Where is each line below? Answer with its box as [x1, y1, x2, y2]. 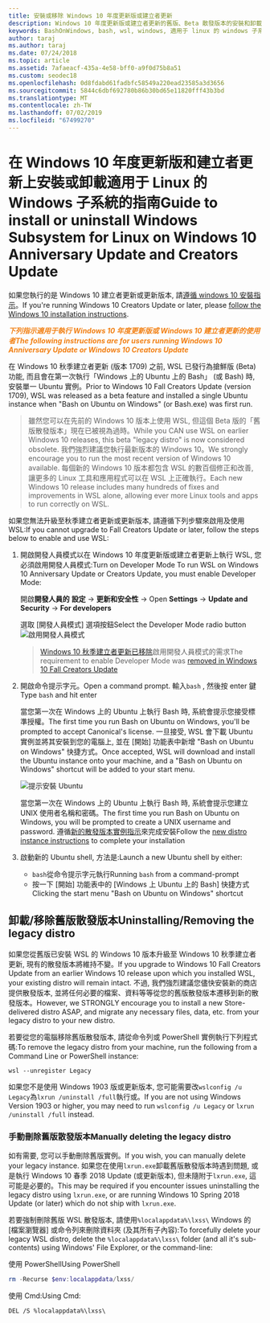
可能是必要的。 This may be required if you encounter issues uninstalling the [8, 1181, 260, 1190]
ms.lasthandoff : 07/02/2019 [8, 109, 103, 117]
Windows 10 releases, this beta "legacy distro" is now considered [27, 435, 245, 444]
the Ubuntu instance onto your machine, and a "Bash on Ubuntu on [19, 756, 243, 765]
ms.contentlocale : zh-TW [8, 101, 92, 109]
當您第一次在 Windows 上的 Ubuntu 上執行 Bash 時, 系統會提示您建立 [19, 797, 249, 808]
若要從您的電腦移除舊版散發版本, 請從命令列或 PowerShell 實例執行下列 [8, 1032, 243, 1042]
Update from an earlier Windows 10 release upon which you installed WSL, [8, 968, 256, 977]
